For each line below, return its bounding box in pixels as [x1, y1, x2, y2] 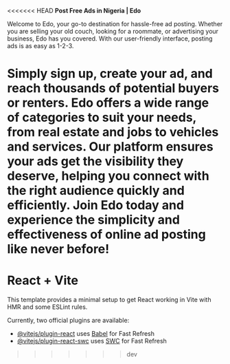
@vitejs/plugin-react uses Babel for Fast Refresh [16, 330, 155, 338]
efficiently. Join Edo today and [7, 197, 184, 213]
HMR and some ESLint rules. [7, 303, 88, 311]
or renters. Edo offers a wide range [7, 95, 209, 111]
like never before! [7, 242, 110, 257]
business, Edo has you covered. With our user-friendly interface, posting [7, 34, 213, 43]
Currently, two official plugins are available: [7, 317, 130, 325]
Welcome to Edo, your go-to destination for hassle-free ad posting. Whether [7, 20, 223, 28]
